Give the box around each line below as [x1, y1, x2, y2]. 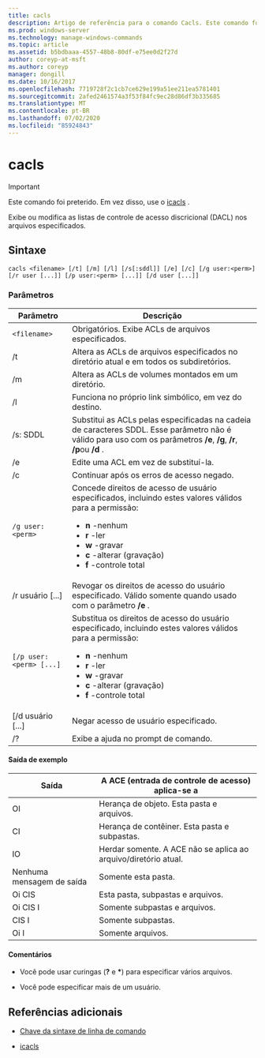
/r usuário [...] [12, 590, 63, 601]
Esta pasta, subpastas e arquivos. [99, 889, 223, 900]
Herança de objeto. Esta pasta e [99, 798, 218, 809]
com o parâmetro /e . [72, 599, 150, 610]
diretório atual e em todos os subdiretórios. [72, 356, 231, 367]
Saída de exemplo [8, 755, 69, 764]
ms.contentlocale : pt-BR [8, 107, 90, 115]
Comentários [8, 949, 53, 959]
